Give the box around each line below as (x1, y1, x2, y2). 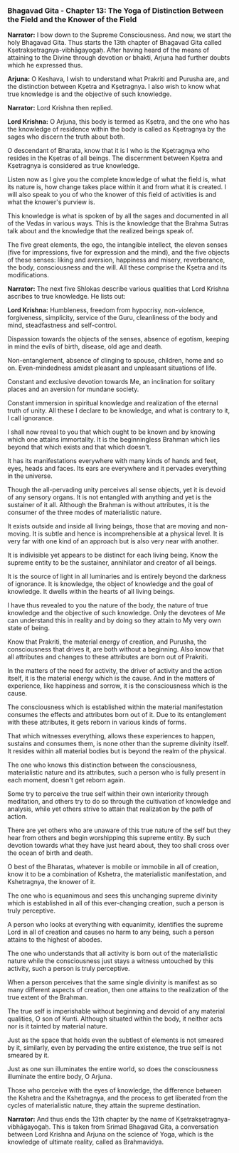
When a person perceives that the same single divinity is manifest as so (7, 978, 218, 987)
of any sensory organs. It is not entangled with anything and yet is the (7, 493, 212, 501)
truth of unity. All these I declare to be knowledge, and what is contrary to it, (7, 406, 230, 415)
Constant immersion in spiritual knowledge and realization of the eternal (7, 399, 218, 408)
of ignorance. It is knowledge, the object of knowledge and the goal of (7, 580, 213, 588)
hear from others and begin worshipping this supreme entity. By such (7, 834, 211, 842)
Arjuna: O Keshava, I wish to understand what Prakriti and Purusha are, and (7, 75, 230, 83)
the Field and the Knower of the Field (7, 14, 137, 24)
